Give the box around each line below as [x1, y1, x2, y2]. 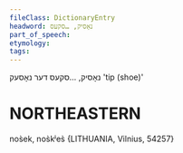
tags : [9, 47, 30, 56]
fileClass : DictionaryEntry [9, 13, 116, 23]
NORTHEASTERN [9, 103, 141, 124]
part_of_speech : [9, 30, 71, 39]
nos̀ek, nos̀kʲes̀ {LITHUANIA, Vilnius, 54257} [9, 133, 175, 145]
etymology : [9, 38, 51, 48]
